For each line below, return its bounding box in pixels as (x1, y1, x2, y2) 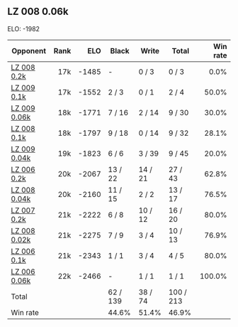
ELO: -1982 (7, 24, 40, 33)
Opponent (11, 45, 47, 55)
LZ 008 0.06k (7, 6, 69, 18)
